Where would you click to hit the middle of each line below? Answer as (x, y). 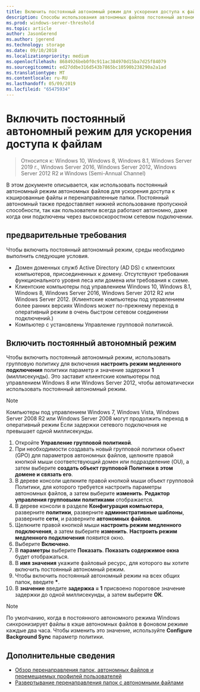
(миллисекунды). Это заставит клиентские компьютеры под (83, 377)
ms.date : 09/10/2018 (32, 51)
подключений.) (34, 318)
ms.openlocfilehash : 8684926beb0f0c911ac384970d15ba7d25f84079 (86, 61)
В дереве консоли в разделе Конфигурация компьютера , (89, 506)
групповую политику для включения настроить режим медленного (94, 364)
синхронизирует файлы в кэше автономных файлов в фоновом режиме (97, 624)
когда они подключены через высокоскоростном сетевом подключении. (100, 216)
